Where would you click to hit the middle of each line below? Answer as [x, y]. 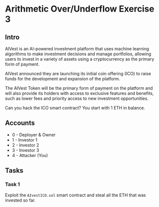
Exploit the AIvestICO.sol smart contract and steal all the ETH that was [75, 195]
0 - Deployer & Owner [34, 135]
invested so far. [20, 200]
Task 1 [13, 184]
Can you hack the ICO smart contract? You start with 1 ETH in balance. [75, 108]
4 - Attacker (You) [30, 155]
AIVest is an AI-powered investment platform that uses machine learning [77, 49]
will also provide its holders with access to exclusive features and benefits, [79, 93]
